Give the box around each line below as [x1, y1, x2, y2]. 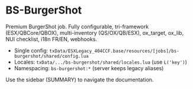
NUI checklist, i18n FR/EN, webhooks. [5, 35, 97, 42]
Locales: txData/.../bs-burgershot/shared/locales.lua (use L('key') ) [14, 58, 188, 65]
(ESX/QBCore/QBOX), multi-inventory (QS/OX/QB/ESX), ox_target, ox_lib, [5, 29, 184, 36]
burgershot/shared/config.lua [14, 53, 89, 59]
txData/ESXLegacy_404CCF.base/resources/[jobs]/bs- [49, 48, 180, 54]
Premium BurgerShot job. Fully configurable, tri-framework [5, 23, 149, 30]
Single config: [14, 47, 49, 54]
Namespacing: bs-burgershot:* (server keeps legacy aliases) [14, 64, 164, 71]
